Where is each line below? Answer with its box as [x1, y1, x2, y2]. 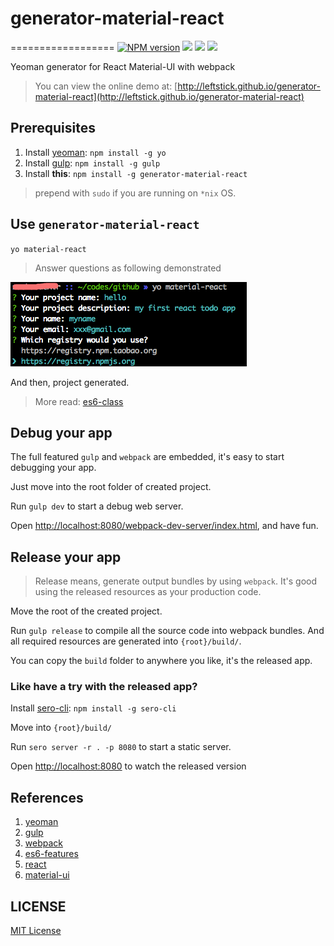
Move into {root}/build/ [10, 722, 112, 734]
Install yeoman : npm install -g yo [24, 146, 167, 158]
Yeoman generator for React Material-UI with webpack [10, 60, 236, 72]
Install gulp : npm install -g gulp [24, 157, 161, 169]
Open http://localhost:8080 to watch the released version [10, 760, 247, 772]
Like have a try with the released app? [10, 680, 198, 694]
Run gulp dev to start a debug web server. [10, 500, 184, 512]
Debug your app [10, 424, 113, 441]
